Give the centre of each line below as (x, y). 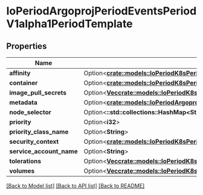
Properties (27, 46)
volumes (22, 171)
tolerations (25, 161)
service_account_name (43, 151)
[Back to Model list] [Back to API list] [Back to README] (76, 186)
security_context (34, 141)
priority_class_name (39, 132)
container (24, 83)
